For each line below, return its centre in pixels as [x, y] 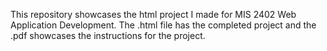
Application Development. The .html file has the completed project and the [163, 25]
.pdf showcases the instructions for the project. [108, 35]
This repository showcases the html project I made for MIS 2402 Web [153, 14]
